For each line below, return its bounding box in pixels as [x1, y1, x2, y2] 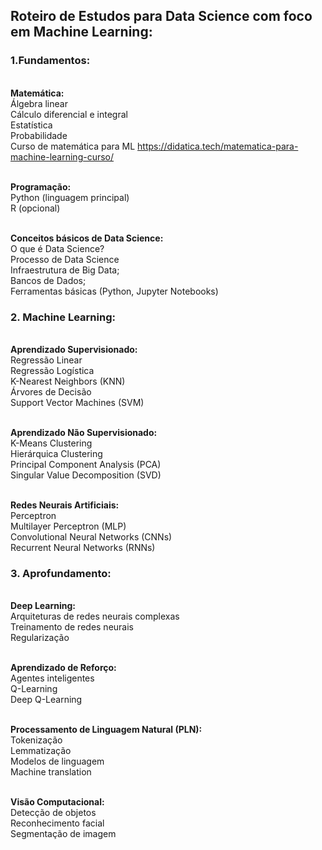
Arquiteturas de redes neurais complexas [10, 610, 180, 623]
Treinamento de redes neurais [10, 621, 134, 633]
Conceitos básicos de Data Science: [10, 232, 164, 244]
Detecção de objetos [10, 807, 97, 819]
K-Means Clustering [10, 437, 93, 449]
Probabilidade [10, 129, 68, 141]
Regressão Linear [10, 354, 83, 366]
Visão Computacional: [10, 796, 105, 808]
